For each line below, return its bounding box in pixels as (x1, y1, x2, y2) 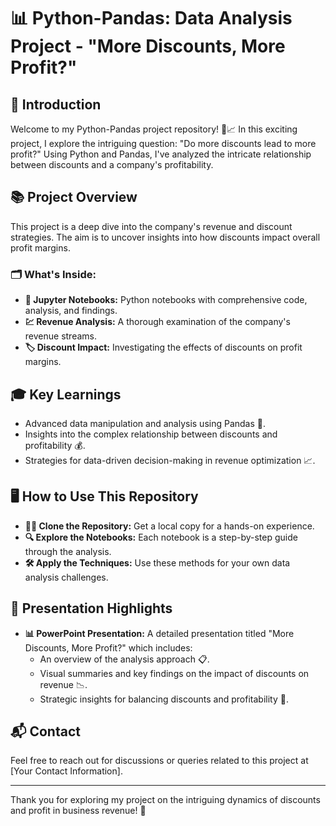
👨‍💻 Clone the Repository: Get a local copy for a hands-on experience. (24, 520, 315, 532)
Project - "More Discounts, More (10, 35, 286, 58)
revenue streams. (24, 330, 97, 342)
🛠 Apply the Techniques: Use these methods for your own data (24, 556, 291, 569)
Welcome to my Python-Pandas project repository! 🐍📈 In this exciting (10, 123, 298, 135)
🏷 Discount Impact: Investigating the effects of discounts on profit (24, 341, 303, 354)
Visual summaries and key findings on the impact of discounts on (39, 667, 310, 679)
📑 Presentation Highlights (10, 600, 173, 617)
